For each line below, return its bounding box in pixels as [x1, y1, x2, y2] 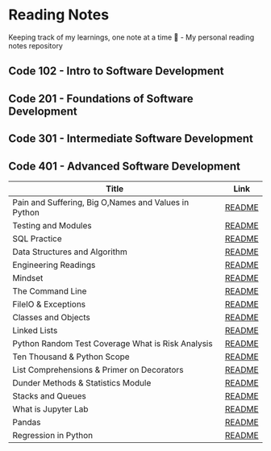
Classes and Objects [12, 311, 90, 323]
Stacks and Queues [12, 390, 87, 401]
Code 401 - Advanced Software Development [8, 159, 240, 173]
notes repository [8, 40, 63, 50]
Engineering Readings [12, 259, 96, 270]
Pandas [12, 416, 41, 428]
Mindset [12, 272, 44, 283]
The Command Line [12, 285, 87, 296]
